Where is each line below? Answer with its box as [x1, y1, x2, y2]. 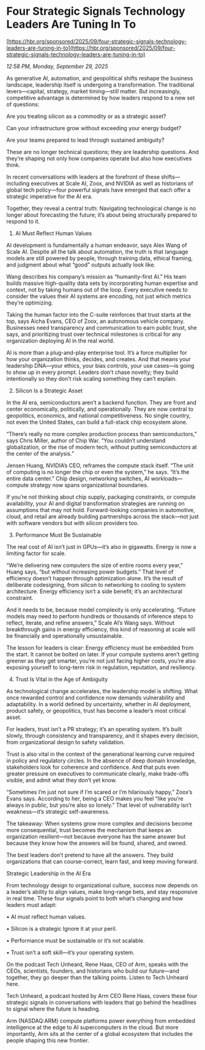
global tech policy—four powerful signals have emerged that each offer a [6, 186, 191, 193]
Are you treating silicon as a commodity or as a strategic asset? [6, 112, 166, 120]
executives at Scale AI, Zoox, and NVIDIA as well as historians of [31, 179, 194, 187]
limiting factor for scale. [6, 550, 66, 557]
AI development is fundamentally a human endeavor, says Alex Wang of [6, 241, 187, 249]
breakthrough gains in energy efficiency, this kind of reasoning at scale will [6, 625, 196, 633]
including [6, 179, 30, 187]
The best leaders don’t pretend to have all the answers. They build [6, 851, 174, 858]
